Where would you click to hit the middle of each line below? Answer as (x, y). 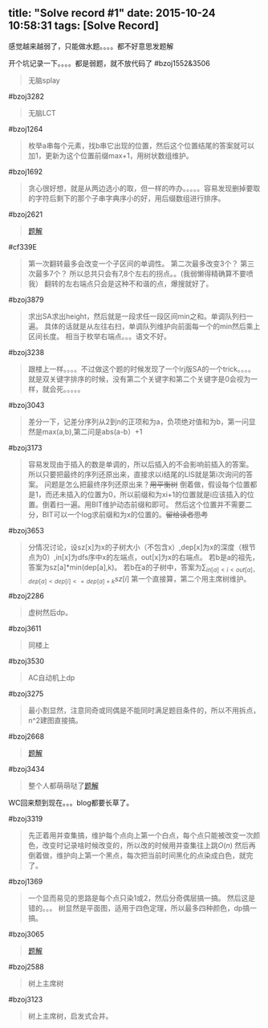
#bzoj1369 (26, 882)
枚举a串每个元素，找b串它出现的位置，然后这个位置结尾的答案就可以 (141, 145)
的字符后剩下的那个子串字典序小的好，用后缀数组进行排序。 (126, 198)
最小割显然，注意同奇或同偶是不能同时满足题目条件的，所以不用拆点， (144, 711)
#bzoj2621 (25, 214)
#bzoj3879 (26, 300)
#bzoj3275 (26, 694)
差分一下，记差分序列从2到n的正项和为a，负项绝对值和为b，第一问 (138, 422)
